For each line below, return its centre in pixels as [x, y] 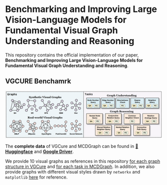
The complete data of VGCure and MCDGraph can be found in [70, 146]
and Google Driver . [54, 151]
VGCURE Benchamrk [38, 81]
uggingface [19, 151]
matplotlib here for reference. [36, 177]
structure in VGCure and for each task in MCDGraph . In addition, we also [80, 166]
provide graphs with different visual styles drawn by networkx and [73, 172]
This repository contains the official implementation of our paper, [72, 55]
